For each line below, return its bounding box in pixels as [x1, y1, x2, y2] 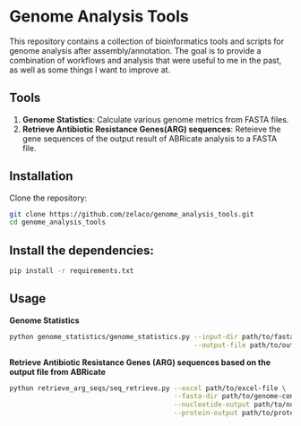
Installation [9, 168, 73, 184]
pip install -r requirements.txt [9, 267, 134, 276]
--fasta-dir [173, 392, 219, 401]
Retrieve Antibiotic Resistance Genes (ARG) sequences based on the [9, 356, 271, 368]
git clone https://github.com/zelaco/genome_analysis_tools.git [9, 209, 254, 218]
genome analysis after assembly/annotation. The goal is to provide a [9, 45, 262, 55]
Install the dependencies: [9, 243, 155, 258]
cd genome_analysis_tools [9, 217, 106, 227]
